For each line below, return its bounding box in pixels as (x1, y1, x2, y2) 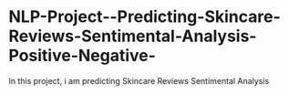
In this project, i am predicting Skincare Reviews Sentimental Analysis (8, 75, 270, 86)
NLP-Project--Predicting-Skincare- (8, 6, 281, 27)
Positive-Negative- (8, 46, 157, 66)
